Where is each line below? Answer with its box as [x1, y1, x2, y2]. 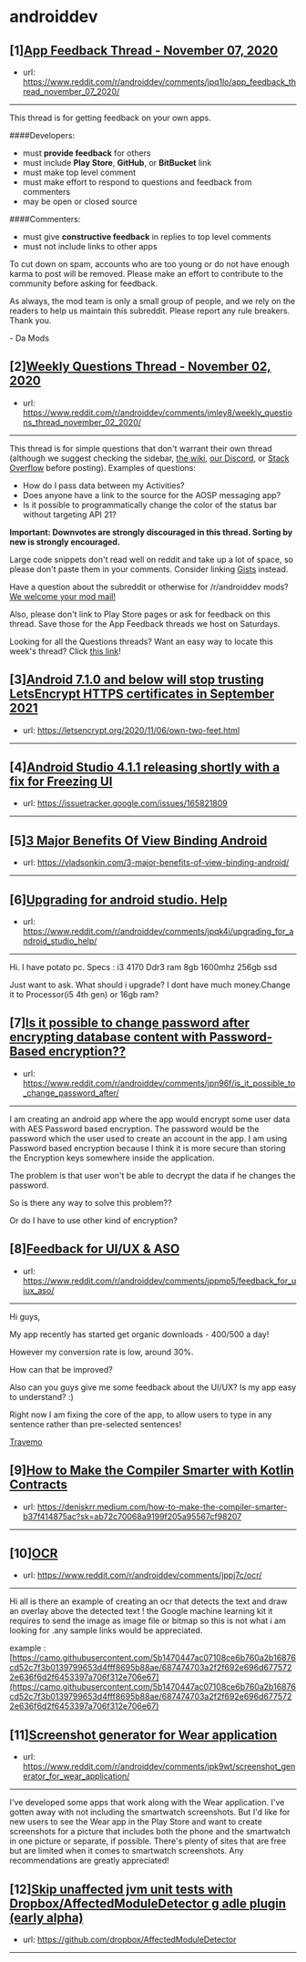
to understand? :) [9, 1391, 75, 1402]
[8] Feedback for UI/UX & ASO [9, 1242, 180, 1257]
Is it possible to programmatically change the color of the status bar [22, 499, 278, 510]
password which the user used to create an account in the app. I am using [9, 1132, 288, 1144]
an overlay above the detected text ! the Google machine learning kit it [9, 1606, 273, 1617]
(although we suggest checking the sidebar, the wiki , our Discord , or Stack [9, 453, 290, 464]
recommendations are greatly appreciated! [9, 1855, 170, 1866]
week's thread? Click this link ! [9, 645, 121, 657]
